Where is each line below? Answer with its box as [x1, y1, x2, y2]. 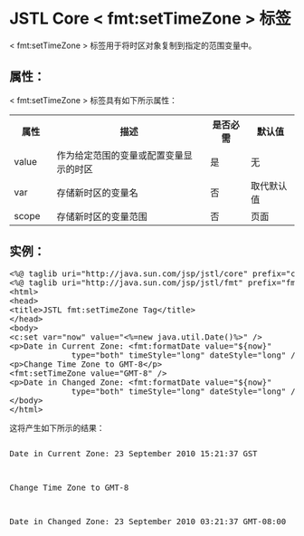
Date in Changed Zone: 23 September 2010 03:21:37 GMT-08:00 [9, 516, 287, 526]
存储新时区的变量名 [56, 187, 138, 199]
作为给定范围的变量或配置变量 [56, 148, 184, 161]
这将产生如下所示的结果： [9, 422, 105, 433]
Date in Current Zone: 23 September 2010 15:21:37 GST [9, 448, 258, 458]
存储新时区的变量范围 [56, 210, 147, 223]
